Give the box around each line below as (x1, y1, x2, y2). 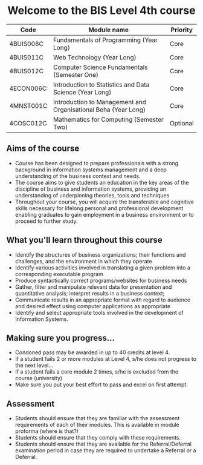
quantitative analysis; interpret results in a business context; (14, 289, 165, 297)
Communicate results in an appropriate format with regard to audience (14, 296, 191, 303)
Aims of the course (6, 143, 80, 154)
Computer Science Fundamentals (53, 63, 148, 71)
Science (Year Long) (53, 88, 112, 96)
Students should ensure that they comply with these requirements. (14, 434, 181, 441)
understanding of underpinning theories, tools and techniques (14, 191, 170, 199)
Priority (170, 25, 193, 34)
